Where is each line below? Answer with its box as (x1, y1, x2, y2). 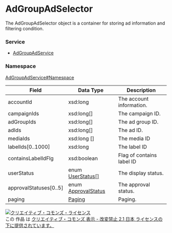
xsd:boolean (68, 155, 98, 162)
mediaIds (8, 135, 30, 142)
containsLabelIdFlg (8, 155, 54, 162)
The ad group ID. (118, 118, 159, 125)
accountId (8, 98, 32, 105)
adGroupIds (8, 118, 36, 125)
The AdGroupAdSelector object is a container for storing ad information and (5, 20, 165, 26)
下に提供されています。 (5, 222, 55, 228)
